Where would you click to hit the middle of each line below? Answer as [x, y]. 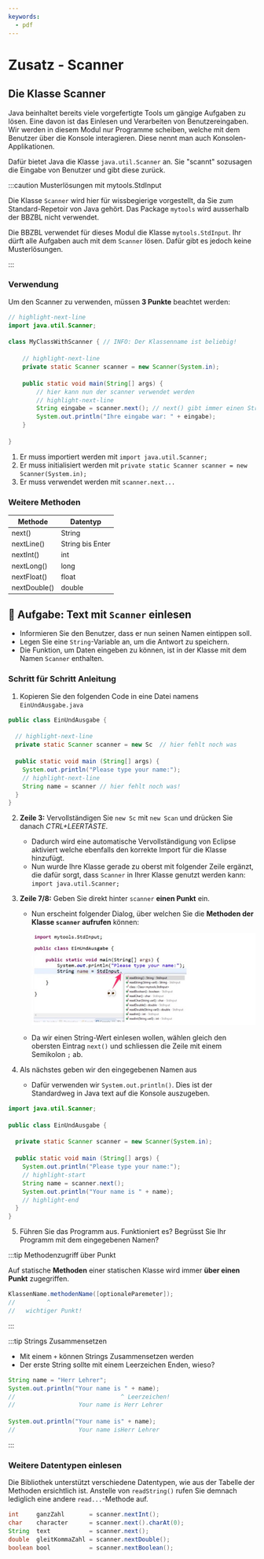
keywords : [24, 17]
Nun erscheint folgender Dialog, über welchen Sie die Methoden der [142, 914]
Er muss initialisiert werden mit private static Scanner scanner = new [133, 465]
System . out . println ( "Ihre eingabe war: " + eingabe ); [126, 417]
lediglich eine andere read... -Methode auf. [78, 1499]
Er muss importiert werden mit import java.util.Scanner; [114, 456]
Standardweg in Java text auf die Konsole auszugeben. [121, 1093]
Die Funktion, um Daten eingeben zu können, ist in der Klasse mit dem [133, 650]
